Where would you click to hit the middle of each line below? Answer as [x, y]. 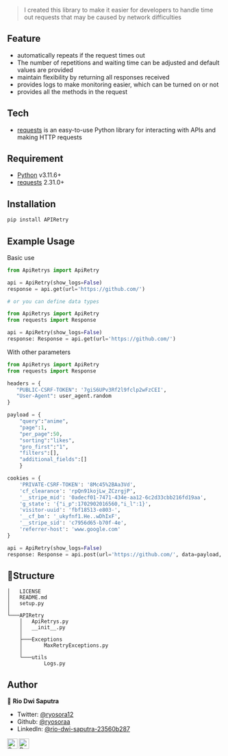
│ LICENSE [24, 592]
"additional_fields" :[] [53, 460]
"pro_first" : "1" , [44, 447]
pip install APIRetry [38, 220]
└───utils [34, 658]
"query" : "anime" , [44, 421]
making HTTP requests [49, 137]
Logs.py [55, 664]
